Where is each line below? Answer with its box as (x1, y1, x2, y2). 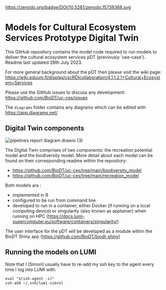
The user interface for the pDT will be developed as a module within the (5, 228, 153, 234)
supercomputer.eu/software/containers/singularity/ (12, 218, 118, 224)
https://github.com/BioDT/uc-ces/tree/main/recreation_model (12, 172, 139, 179)
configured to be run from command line (12, 197, 96, 203)
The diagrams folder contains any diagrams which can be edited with (5, 104, 146, 110)
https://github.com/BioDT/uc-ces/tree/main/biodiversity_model (12, 167, 142, 173)
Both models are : (5, 182, 41, 188)
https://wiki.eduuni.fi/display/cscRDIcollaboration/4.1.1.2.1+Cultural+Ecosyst (5, 74, 161, 80)
